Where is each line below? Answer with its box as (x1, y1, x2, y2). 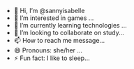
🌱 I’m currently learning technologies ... (13, 21, 127, 29)
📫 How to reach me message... (13, 37, 105, 44)
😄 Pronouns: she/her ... (13, 46, 82, 55)
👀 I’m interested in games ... (13, 14, 94, 22)
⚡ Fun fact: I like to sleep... (13, 54, 90, 62)
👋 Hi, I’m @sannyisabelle (13, 7, 85, 14)
